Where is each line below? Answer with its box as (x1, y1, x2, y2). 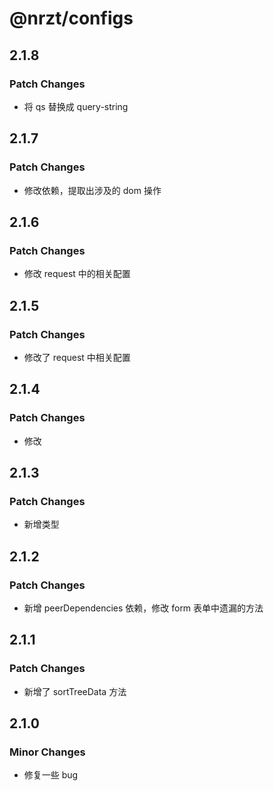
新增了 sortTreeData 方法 (23, 685, 127, 697)
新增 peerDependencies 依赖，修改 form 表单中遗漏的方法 (23, 602, 264, 614)
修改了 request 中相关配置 (23, 351, 131, 363)
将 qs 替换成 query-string (23, 100, 129, 112)
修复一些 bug (23, 769, 79, 781)
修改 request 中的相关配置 (23, 268, 131, 280)
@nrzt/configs (9, 7, 134, 30)
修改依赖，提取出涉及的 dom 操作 (23, 184, 162, 196)
